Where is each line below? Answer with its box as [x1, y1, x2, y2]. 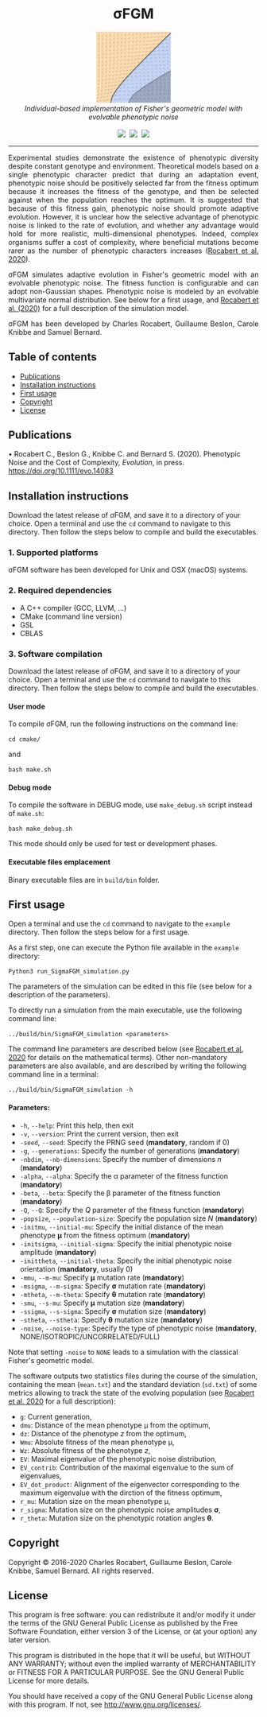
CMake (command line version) [19, 612, 123, 621]
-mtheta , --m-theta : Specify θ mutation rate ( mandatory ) [19, 1289, 207, 1299]
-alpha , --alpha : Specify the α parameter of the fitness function [19, 1171, 229, 1181]
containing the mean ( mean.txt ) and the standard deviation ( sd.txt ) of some [8, 1379, 257, 1389]
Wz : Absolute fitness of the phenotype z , [19, 1445, 151, 1455]
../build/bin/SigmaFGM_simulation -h [8, 1086, 133, 1094]
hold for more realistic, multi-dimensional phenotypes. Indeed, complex [8, 228, 259, 239]
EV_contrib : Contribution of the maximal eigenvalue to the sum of [19, 1463, 234, 1472]
